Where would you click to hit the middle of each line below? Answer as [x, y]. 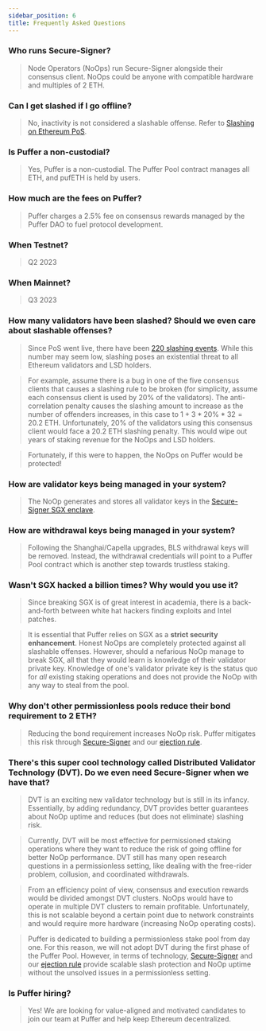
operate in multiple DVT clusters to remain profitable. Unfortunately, [139, 907]
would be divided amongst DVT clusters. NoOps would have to [130, 898]
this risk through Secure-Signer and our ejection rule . [115, 741]
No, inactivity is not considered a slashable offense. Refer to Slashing [141, 123]
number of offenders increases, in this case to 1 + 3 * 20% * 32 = [135, 414]
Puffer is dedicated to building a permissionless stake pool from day [139, 939]
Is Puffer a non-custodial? [59, 152]
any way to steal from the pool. [78, 686]
